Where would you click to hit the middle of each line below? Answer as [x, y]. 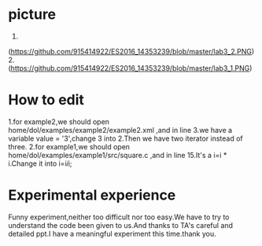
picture [32, 15]
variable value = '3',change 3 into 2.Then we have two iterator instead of [126, 138]
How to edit [46, 100]
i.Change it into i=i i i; [40, 163]
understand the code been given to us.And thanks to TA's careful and [121, 225]
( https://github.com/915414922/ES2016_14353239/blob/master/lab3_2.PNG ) [131, 51]
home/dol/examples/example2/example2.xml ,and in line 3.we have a [120, 130]
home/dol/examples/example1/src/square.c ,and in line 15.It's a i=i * [118, 155]
